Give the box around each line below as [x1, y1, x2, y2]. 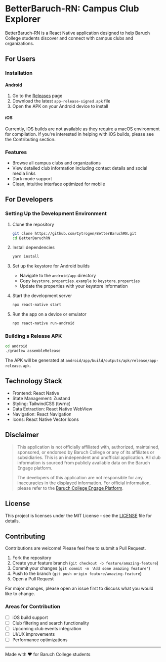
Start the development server [12, 293, 73, 299]
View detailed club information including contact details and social [12, 165, 148, 171]
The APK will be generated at [5, 357, 65, 363]
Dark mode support [12, 175, 52, 181]
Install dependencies [12, 245, 55, 251]
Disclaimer [5, 431, 39, 439]
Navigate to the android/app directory [19, 273, 96, 279]
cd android [5, 344, 28, 349]
